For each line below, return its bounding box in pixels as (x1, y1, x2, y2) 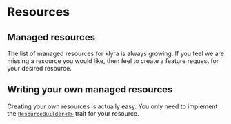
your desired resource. (7, 64, 72, 72)
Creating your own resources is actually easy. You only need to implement (7, 102, 218, 110)
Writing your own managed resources (7, 84, 173, 96)
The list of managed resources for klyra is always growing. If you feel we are (7, 49, 224, 58)
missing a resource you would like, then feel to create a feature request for (7, 57, 219, 65)
